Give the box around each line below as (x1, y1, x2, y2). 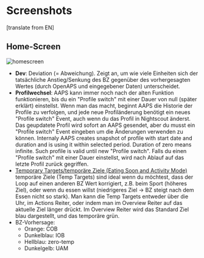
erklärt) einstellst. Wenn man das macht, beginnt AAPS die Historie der (15, 102, 193, 109)
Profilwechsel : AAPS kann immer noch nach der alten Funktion (15, 89, 174, 96)
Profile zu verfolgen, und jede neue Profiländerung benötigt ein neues (15, 108, 191, 116)
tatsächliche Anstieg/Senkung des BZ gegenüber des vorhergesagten (15, 76, 191, 83)
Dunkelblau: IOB (24, 231, 65, 238)
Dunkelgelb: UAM (24, 245, 69, 252)
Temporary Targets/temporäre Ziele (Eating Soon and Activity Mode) (15, 167, 188, 174)
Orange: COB (24, 225, 58, 232)
